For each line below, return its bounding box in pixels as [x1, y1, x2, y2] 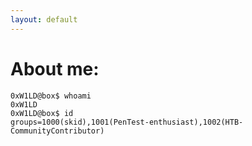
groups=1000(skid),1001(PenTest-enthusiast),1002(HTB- [10, 117, 244, 127]
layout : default [10, 14, 78, 25]
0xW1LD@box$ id [10, 108, 74, 118]
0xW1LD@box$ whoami [10, 91, 92, 101]
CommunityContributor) [10, 126, 105, 136]
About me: [10, 57, 100, 80]
